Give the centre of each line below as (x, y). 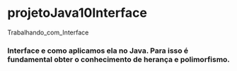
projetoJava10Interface (77, 13)
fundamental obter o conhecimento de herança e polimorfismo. (118, 59)
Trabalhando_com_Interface (48, 32)
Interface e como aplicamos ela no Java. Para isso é (98, 51)
